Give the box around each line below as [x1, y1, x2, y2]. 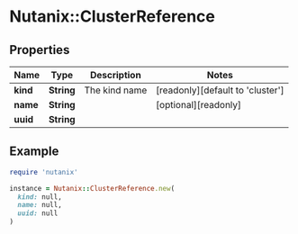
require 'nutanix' [9, 167, 78, 176]
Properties [9, 42, 70, 58]
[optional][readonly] [156, 99, 241, 111]
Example [9, 144, 59, 159]
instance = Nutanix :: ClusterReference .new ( [9, 184, 176, 193]
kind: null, [17, 192, 63, 202]
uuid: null [17, 209, 59, 218]
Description [89, 69, 141, 81]
